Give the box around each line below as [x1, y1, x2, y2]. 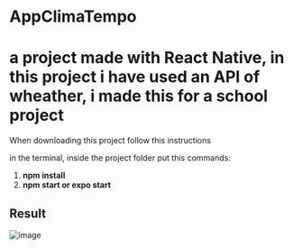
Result [9, 206, 47, 221]
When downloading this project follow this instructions [9, 135, 212, 146]
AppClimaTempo [9, 6, 137, 27]
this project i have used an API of [9, 67, 261, 88]
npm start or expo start [22, 180, 111, 190]
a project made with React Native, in [9, 48, 285, 69]
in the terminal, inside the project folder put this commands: [9, 152, 232, 163]
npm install [22, 170, 66, 181]
